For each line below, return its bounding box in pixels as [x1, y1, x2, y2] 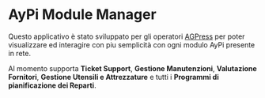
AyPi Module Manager [8, 6, 157, 24]
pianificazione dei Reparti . [8, 81, 97, 90]
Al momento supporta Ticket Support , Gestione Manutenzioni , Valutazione [8, 63, 257, 73]
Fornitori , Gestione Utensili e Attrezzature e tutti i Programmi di [8, 72, 219, 81]
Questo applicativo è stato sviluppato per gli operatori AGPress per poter [8, 32, 245, 41]
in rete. [8, 48, 32, 58]
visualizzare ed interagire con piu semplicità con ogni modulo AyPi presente [8, 40, 256, 49]
